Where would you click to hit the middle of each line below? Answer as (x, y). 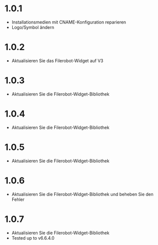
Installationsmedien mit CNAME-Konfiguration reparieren (69, 22)
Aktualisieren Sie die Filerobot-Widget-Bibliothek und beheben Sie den (83, 194)
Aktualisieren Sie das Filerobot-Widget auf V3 (57, 61)
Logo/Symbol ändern (33, 27)
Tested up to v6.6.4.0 (33, 238)
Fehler (18, 199)
